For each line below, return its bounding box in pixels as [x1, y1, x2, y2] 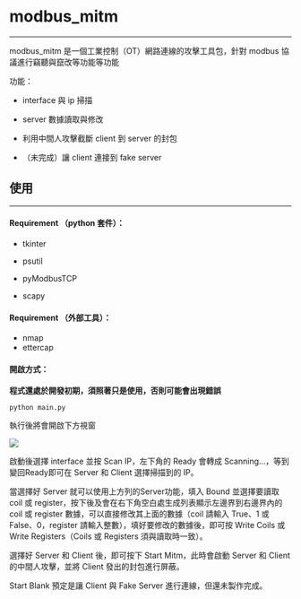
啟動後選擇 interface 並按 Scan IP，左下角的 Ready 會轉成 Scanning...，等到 [9, 456, 289, 467]
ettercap [21, 343, 54, 353]
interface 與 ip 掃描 [21, 94, 93, 105]
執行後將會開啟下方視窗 [9, 420, 96, 431]
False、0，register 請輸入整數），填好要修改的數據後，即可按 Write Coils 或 [9, 520, 286, 531]
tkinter [21, 238, 47, 248]
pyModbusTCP [21, 273, 78, 283]
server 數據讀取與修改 [21, 114, 104, 125]
